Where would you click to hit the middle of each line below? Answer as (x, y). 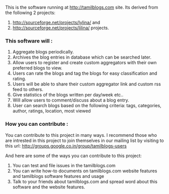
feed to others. (28, 89)
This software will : (29, 41)
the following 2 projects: (30, 13)
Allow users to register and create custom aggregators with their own (84, 63)
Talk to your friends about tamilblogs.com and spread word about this (85, 181)
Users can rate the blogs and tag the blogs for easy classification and (85, 73)
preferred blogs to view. (37, 68)
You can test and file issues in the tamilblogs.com (64, 165)
